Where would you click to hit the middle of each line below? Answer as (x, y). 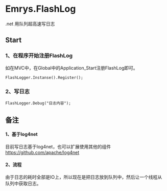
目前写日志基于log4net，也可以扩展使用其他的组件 (58, 146)
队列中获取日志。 (23, 183)
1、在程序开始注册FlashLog (39, 56)
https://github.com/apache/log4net (42, 152)
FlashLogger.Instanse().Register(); (44, 77)
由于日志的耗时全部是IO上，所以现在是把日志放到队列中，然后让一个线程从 (84, 177)
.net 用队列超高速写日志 (30, 24)
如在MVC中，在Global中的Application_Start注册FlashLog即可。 (71, 68)
